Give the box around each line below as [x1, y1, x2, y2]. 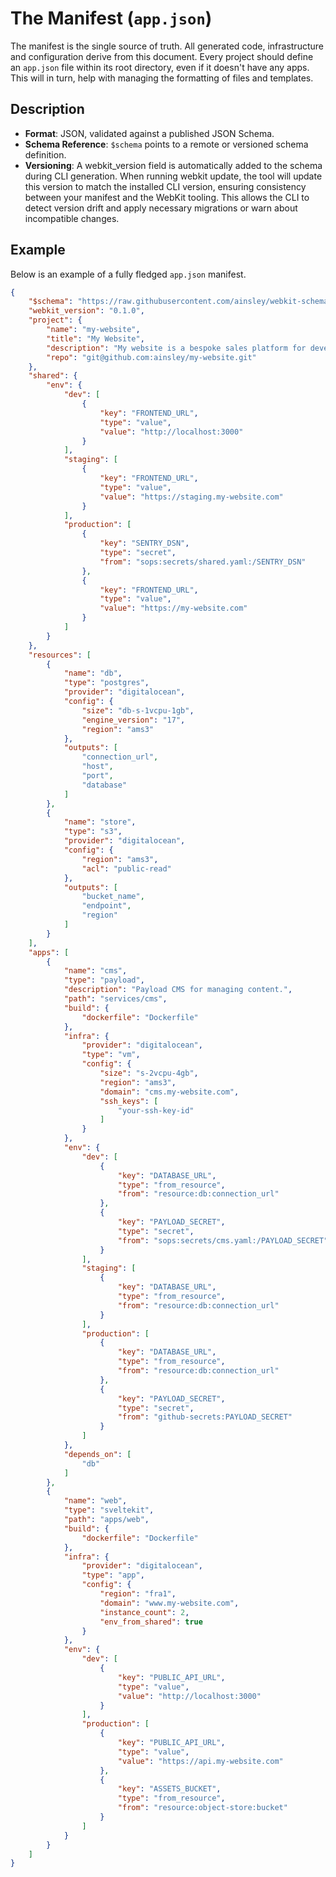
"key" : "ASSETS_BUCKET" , [117, 1784, 222, 1794]
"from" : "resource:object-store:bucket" [117, 1803, 288, 1813]
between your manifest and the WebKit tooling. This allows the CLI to [24, 191, 310, 203]
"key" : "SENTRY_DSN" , [99, 538, 190, 549]
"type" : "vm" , [81, 1050, 141, 1060]
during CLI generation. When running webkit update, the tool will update [24, 170, 323, 182]
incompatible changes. [24, 212, 120, 224]
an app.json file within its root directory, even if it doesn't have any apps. [10, 61, 310, 73]
